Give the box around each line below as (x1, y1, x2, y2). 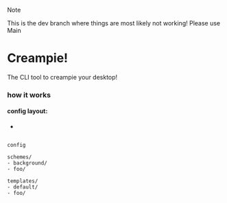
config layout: (7, 107, 48, 115)
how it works (7, 90, 51, 99)
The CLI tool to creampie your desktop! (7, 73, 118, 81)
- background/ (7, 160, 48, 167)
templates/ (7, 178, 38, 184)
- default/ (7, 184, 38, 191)
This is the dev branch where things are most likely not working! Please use (7, 19, 221, 27)
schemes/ (7, 154, 32, 160)
